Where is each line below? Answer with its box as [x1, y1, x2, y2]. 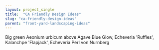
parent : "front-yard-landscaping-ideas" [5, 21, 91, 26]
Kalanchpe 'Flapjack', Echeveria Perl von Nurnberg [5, 40, 110, 46]
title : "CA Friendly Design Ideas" [5, 12, 81, 17]
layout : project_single [5, 7, 55, 12]
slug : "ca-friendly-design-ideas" [5, 16, 77, 21]
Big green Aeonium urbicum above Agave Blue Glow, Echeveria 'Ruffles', [5, 34, 155, 40]
